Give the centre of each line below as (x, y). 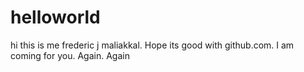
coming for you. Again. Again (70, 55)
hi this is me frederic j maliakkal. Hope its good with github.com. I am (152, 45)
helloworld (55, 17)
